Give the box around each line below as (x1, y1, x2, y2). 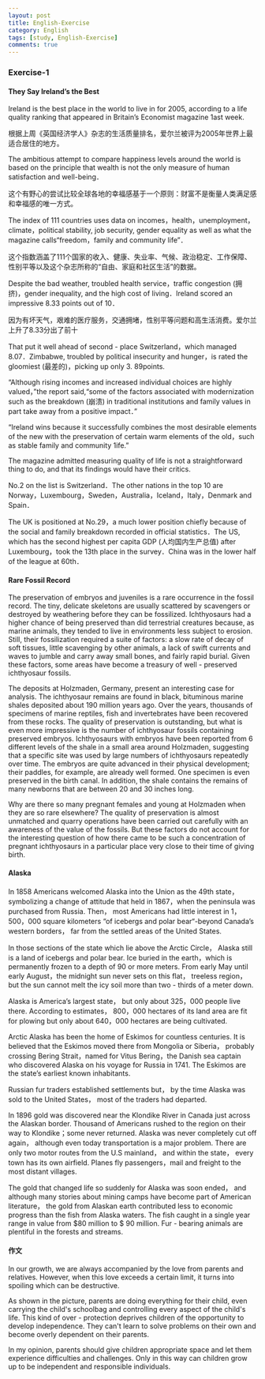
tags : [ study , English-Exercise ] (8, 33, 118, 42)
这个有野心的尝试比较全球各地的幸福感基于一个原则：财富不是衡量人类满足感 (8, 189, 257, 198)
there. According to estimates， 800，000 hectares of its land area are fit (8, 1006, 248, 1016)
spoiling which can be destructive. (8, 1280, 120, 1290)
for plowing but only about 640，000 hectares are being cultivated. (8, 1016, 228, 1025)
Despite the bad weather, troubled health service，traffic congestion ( (8, 279, 236, 288)
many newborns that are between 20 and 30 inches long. (8, 784, 195, 794)
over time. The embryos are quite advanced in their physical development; (8, 759, 250, 768)
